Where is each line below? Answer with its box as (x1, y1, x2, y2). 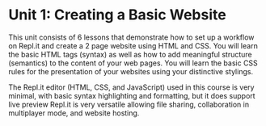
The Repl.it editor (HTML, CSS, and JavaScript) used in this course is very (8, 82, 255, 92)
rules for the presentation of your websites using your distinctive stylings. (8, 66, 253, 76)
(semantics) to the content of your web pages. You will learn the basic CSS (8, 58, 259, 68)
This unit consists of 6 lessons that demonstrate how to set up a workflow (8, 32, 255, 42)
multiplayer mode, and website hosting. (8, 107, 140, 118)
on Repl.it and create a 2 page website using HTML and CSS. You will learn (8, 40, 259, 50)
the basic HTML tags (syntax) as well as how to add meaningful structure (8, 49, 252, 59)
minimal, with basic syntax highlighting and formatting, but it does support (8, 90, 256, 100)
